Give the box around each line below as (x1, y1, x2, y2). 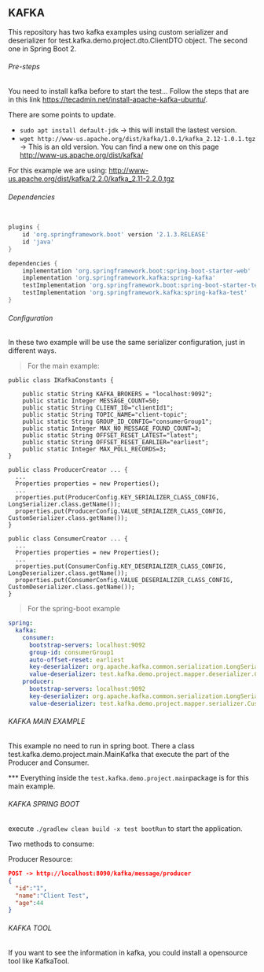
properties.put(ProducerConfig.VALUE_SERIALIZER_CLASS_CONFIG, (15, 507, 226, 515)
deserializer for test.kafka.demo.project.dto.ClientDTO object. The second (8, 35, 247, 45)
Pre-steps (8, 62, 41, 72)
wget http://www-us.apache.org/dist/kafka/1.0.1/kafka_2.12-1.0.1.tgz (19, 135, 256, 143)
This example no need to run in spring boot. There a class (8, 740, 195, 751)
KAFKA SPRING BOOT (8, 799, 80, 809)
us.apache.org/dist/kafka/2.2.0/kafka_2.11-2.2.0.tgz (8, 174, 175, 184)
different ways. (8, 346, 57, 355)
